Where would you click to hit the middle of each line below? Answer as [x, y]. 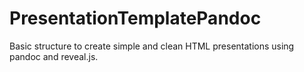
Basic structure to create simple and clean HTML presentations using [152, 46]
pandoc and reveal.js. [54, 56]
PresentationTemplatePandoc [135, 18]
